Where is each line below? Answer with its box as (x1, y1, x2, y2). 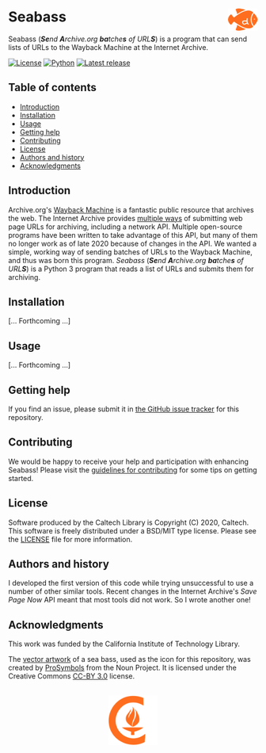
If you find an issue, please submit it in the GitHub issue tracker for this (8, 404, 240, 414)
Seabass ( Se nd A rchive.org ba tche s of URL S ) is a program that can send (8, 34, 248, 44)
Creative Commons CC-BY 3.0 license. (8, 671, 135, 681)
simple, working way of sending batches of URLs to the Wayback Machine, (8, 247, 253, 257)
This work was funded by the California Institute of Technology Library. (8, 639, 240, 649)
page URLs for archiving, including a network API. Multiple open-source (8, 222, 243, 231)
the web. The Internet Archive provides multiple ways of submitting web (8, 213, 243, 223)
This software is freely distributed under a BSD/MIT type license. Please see (8, 526, 257, 535)
